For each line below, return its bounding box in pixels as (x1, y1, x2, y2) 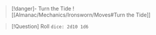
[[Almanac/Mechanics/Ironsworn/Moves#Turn (11, 11, 126, 18)
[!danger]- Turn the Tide (11, 5, 72, 12)
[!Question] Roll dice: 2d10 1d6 (11, 23, 89, 30)
